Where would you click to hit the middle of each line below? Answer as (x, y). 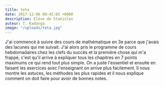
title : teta (17, 10)
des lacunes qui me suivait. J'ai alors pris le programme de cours (71, 47)
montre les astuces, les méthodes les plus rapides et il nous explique (74, 73)
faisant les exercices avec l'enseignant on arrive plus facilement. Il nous (78, 68)
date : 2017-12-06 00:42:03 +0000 (39, 14)
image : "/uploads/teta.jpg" (34, 28)
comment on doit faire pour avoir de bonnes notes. (56, 79)
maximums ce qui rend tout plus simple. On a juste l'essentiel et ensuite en (80, 63)
